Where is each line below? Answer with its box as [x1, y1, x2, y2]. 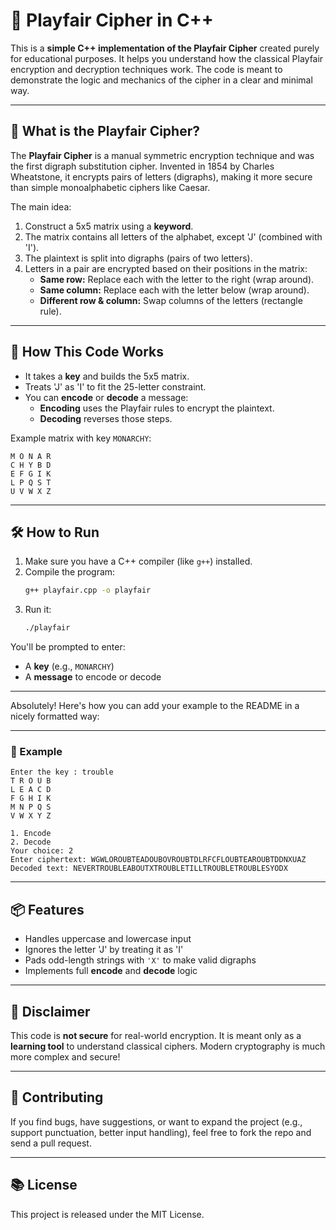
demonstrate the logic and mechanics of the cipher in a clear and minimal [10, 74, 313, 86]
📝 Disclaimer [10, 1003, 91, 1020]
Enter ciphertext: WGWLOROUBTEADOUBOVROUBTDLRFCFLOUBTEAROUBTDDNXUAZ [10, 855, 307, 865]
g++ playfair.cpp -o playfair [24, 585, 152, 596]
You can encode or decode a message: [24, 391, 189, 403]
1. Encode [10, 829, 52, 839]
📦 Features [10, 901, 85, 918]
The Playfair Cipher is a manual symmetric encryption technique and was [10, 149, 315, 161]
